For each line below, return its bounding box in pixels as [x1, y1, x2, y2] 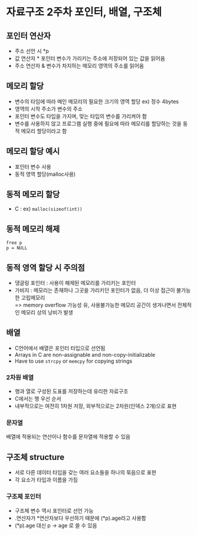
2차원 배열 [6, 373, 34, 381]
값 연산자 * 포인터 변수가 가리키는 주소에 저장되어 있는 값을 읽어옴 [14, 55, 165, 62]
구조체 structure [6, 452, 65, 462]
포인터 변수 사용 [14, 163, 51, 170]
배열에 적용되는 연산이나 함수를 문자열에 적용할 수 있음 [6, 433, 131, 440]
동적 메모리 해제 [6, 224, 60, 234]
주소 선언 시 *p [14, 48, 49, 54]
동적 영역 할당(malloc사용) [14, 170, 76, 178]
